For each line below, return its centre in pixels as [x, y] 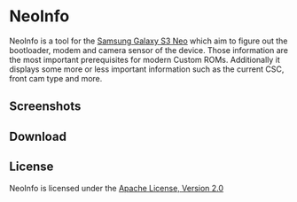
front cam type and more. [56, 78]
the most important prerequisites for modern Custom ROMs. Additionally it [145, 59]
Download [38, 136]
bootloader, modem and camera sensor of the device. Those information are [148, 50]
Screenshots [45, 107]
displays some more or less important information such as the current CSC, [147, 69]
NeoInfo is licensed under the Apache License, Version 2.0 [117, 188]
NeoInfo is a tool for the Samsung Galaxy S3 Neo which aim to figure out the [148, 41]
